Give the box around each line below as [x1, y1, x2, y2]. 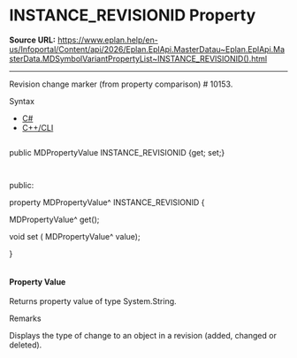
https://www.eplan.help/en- [57, 34, 159, 45]
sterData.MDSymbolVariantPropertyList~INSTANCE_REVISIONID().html [9, 53, 268, 64]
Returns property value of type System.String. [9, 296, 177, 307]
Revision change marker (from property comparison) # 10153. [9, 79, 233, 89]
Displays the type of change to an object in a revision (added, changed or [9, 331, 277, 341]
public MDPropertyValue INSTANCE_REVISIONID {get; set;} [9, 147, 225, 157]
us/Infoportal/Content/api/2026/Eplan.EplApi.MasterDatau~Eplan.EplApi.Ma [9, 43, 286, 54]
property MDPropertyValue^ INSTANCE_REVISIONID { [9, 196, 205, 208]
